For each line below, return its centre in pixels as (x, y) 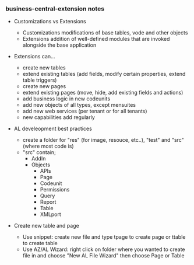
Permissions (55, 190)
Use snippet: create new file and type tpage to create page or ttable (104, 237)
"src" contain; (39, 152)
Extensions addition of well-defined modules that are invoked (96, 39)
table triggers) (40, 80)
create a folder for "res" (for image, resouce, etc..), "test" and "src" (103, 140)
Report (48, 202)
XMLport (51, 214)
